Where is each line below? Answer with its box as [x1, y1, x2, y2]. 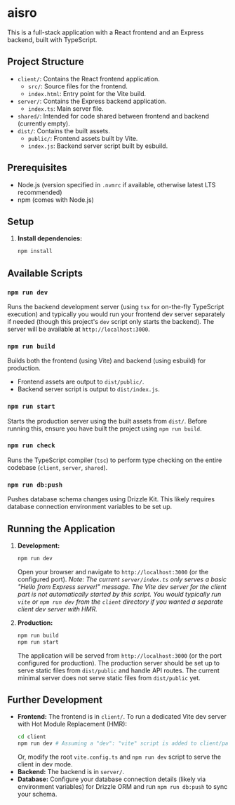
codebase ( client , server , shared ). [7, 463, 108, 471]
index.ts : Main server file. [27, 104, 104, 113]
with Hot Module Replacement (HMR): [17, 720, 128, 729]
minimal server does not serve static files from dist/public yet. [17, 673, 201, 682]
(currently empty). [17, 119, 70, 128]
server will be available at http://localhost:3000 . [7, 325, 151, 333]
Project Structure [7, 56, 84, 68]
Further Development [7, 694, 103, 705]
